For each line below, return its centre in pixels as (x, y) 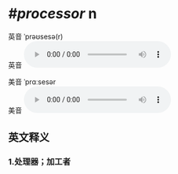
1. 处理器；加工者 (40, 162)
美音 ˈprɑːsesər (32, 81)
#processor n (53, 14)
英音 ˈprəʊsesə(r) (36, 36)
